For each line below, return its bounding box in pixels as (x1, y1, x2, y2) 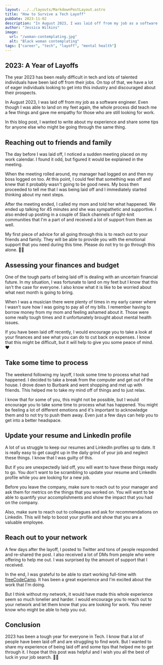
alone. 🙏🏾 (5, 247, 24, 253)
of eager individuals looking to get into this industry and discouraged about (5, 85, 156, 91)
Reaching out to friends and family (5, 138, 112, 147)
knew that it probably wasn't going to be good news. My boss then (5, 181, 139, 188)
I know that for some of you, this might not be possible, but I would (5, 397, 139, 402)
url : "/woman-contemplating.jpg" (9, 35, 77, 39)
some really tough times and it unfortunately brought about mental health (5, 315, 152, 321)
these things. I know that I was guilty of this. (5, 455, 93, 460)
